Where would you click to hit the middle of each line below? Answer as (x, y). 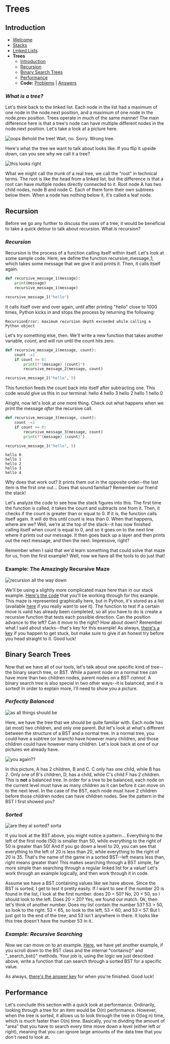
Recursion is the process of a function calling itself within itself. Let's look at (84, 253)
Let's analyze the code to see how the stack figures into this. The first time (83, 503)
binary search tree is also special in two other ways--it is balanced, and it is (84, 683)
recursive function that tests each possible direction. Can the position (78, 617)
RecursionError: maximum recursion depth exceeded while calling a (78, 321)
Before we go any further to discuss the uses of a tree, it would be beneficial (85, 224)
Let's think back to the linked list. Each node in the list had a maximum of (81, 107)
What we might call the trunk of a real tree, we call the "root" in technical (81, 174)
